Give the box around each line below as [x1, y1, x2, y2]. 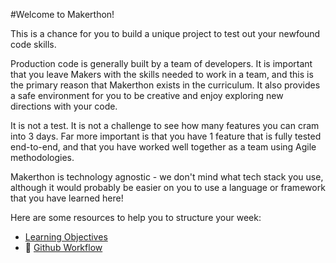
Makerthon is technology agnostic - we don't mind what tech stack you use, [10, 171, 324, 183]
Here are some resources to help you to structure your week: [10, 212, 262, 223]
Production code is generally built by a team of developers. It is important [10, 58, 313, 69]
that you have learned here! [10, 192, 124, 204]
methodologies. [10, 152, 75, 163]
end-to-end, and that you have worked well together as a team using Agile [10, 141, 317, 153]
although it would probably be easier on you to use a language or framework [10, 182, 326, 193]
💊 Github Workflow [24, 242, 103, 253]
